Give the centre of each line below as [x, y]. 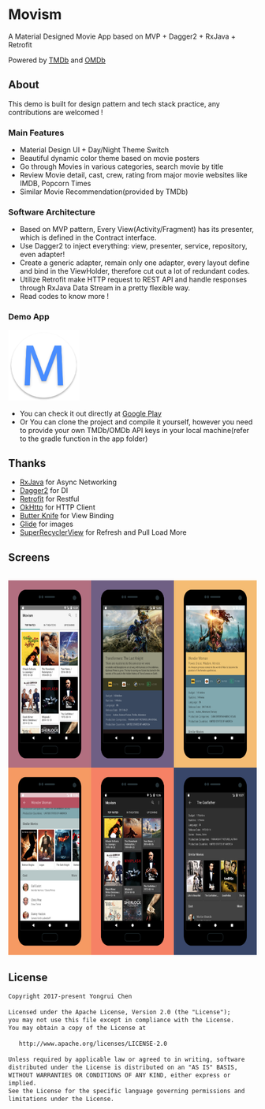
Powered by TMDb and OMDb [57, 60]
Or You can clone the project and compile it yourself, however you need [136, 422]
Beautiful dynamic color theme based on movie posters [109, 159]
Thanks [27, 463]
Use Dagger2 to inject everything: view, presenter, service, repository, [133, 246]
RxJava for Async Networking [68, 482]
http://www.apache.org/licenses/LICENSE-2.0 [93, 1044]
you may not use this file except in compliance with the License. [121, 1020]
